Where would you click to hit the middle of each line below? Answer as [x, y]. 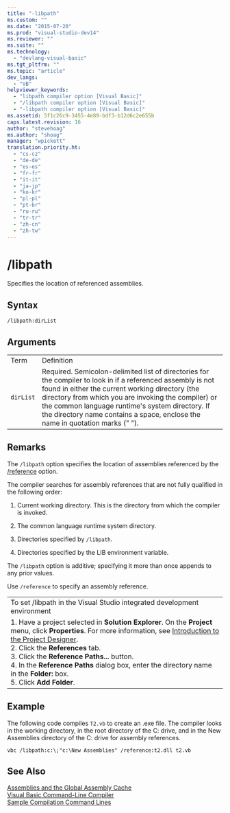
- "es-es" [27, 167]
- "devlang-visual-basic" [50, 58]
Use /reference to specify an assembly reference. [78, 586]
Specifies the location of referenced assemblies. [75, 284]
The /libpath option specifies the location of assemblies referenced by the [113, 463]
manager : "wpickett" [37, 141]
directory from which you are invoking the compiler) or [130, 397]
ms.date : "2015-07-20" [39, 26]
